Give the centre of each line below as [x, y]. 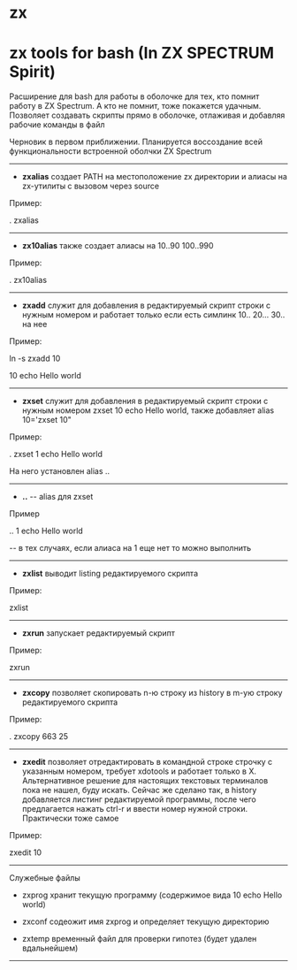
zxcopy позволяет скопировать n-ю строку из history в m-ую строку [152, 693]
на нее [34, 325]
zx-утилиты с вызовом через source [91, 186]
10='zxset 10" [47, 420]
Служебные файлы [45, 878]
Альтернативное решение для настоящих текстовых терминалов [145, 781]
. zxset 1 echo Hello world [56, 454]
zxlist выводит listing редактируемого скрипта [110, 574]
